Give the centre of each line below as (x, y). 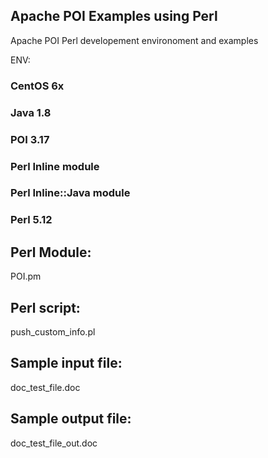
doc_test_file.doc (45, 387)
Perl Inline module (55, 166)
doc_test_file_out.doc (54, 443)
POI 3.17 (30, 139)
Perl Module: (51, 252)
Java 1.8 (31, 112)
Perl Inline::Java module (70, 193)
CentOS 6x (37, 86)
